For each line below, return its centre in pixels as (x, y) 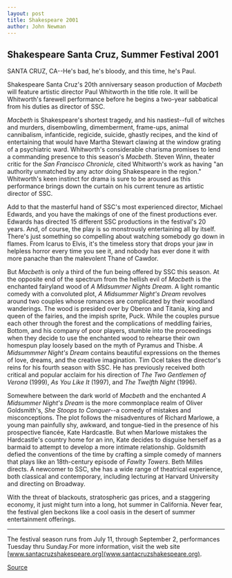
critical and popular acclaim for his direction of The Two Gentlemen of (107, 375)
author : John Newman (37, 26)
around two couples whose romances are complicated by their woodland (111, 301)
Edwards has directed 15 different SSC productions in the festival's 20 (107, 222)
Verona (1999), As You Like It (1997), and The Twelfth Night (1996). (102, 382)
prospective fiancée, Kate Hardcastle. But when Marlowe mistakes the (107, 433)
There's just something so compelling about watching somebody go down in (116, 237)
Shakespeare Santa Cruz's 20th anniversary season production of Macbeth (115, 84)
